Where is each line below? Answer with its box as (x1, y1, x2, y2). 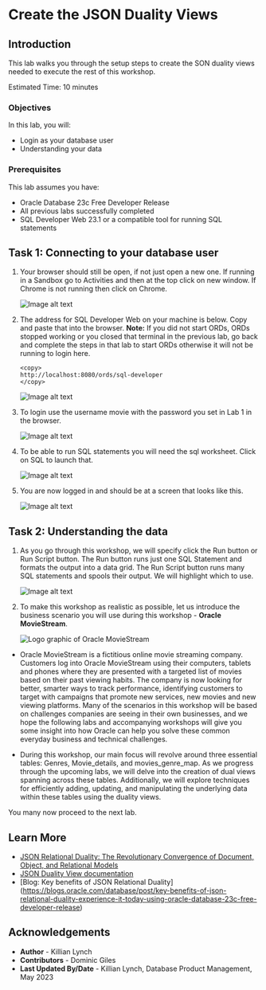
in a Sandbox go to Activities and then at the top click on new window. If (19, 276, 256, 285)
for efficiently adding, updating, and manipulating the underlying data (19, 784, 248, 793)
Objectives (8, 102, 52, 113)
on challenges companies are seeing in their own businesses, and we (19, 709, 248, 718)
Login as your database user (19, 135, 114, 145)
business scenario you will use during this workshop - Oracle (19, 611, 221, 620)
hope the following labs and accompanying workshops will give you (19, 718, 243, 727)
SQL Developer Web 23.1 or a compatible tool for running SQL (19, 214, 223, 224)
